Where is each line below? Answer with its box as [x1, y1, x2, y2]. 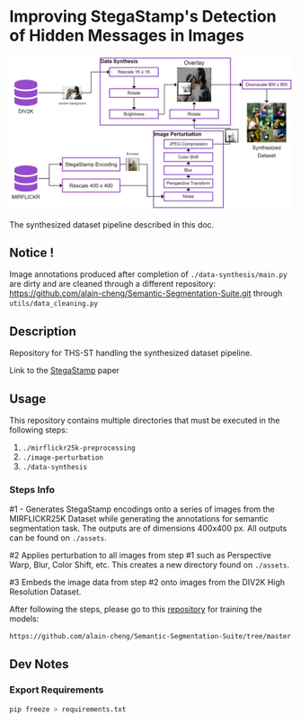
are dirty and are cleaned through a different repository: [9, 279, 217, 290]
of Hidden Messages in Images [9, 25, 244, 46]
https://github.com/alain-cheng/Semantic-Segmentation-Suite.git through [9, 288, 283, 299]
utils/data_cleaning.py [9, 299, 99, 308]
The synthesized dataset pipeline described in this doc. [9, 219, 215, 230]
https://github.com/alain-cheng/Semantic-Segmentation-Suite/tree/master [9, 632, 292, 641]
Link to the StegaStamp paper [9, 365, 120, 376]
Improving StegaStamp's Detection [9, 6, 277, 27]
